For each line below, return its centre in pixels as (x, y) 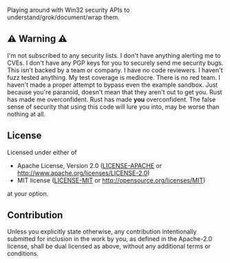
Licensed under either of (42, 152)
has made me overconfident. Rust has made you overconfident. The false (112, 99)
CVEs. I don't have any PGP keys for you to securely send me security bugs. (115, 63)
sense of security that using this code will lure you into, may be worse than (113, 107)
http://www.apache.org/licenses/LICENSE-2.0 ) (83, 173)
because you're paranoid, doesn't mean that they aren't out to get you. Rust (115, 92)
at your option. (28, 193)
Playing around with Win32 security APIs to (69, 10)
